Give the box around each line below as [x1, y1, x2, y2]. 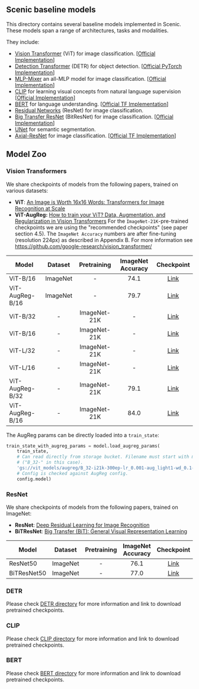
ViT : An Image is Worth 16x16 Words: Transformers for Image [14, 199, 165, 206]
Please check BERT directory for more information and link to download [6, 669, 181, 677]
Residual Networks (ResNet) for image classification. [14, 106, 144, 114]
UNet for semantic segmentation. [14, 125, 96, 133]
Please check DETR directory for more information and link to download [6, 600, 181, 608]
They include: [6, 38, 40, 45]
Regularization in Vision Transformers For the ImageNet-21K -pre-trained [14, 217, 188, 225]
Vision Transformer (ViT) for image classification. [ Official [14, 50, 156, 57]
